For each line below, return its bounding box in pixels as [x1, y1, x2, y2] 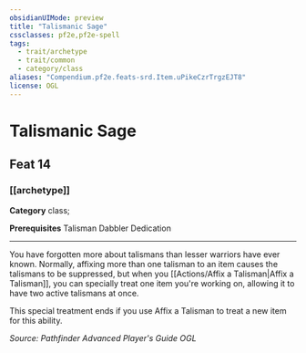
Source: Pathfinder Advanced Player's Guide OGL [9, 332, 198, 343]
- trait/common [17, 56, 76, 65]
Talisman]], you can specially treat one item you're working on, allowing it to [9, 277, 295, 288]
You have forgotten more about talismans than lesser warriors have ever [9, 248, 280, 260]
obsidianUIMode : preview [9, 13, 104, 23]
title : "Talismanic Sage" [9, 22, 107, 31]
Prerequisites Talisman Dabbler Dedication [9, 223, 171, 234]
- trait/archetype [17, 47, 88, 57]
